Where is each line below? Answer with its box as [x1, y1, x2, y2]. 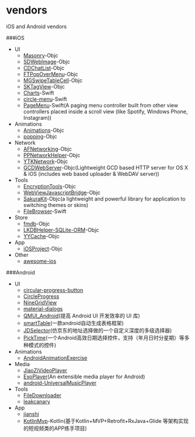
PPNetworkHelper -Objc [23, 151, 81, 158]
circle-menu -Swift [23, 95, 67, 103]
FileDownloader [23, 391, 61, 399]
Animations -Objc [23, 127, 64, 134]
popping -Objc [23, 133, 57, 140]
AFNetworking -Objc [23, 145, 72, 153]
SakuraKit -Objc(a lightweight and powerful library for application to [23, 195, 186, 202]
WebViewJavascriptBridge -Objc [23, 189, 101, 196]
